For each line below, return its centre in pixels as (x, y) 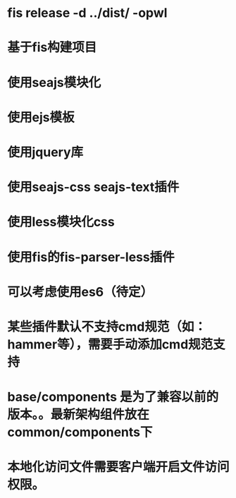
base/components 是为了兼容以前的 (113, 397)
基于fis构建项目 (52, 48)
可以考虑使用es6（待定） (80, 292)
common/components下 (80, 432)
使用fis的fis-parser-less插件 (91, 257)
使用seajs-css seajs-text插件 (93, 187)
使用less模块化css (61, 222)
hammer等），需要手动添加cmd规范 (110, 344)
